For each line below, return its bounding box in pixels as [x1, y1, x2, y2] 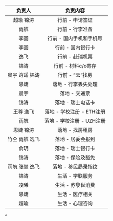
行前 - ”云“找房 [57, 72, 93, 78]
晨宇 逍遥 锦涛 [7, 72, 40, 78]
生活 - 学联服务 [57, 173, 93, 179]
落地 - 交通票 [60, 90, 90, 97]
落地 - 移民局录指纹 [52, 163, 98, 170]
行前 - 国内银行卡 [55, 44, 95, 51]
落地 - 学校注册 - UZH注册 [44, 117, 106, 124]
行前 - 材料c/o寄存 [53, 63, 97, 69]
